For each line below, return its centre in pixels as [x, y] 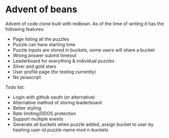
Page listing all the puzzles [41, 39]
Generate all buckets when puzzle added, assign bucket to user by [83, 124]
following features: [25, 29]
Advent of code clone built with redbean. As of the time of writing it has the [85, 24]
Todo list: [15, 87]
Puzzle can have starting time [44, 44]
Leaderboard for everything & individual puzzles [64, 61]
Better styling [27, 108]
